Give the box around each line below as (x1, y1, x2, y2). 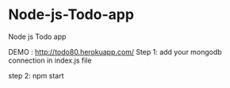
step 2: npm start (8, 71, 65, 80)
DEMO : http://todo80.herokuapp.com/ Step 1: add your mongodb (8, 47, 222, 56)
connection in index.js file (8, 55, 92, 65)
